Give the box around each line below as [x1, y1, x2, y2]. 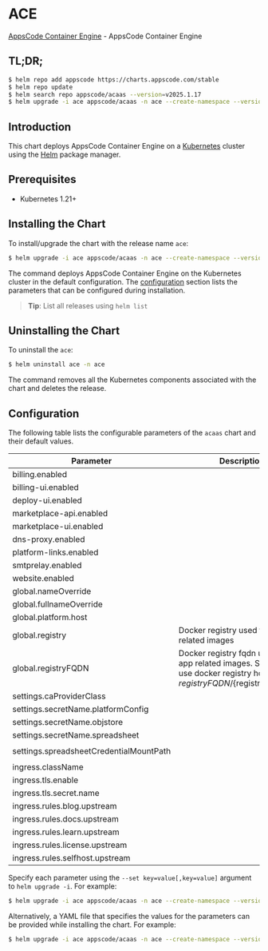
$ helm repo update [8, 83, 73, 91]
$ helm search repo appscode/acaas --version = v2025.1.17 [8, 90, 202, 98]
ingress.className [12, 762, 84, 773]
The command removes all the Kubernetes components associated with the [8, 375, 257, 384]
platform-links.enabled [12, 547, 99, 558]
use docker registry [178, 668, 252, 679]
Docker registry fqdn [178, 648, 257, 659]
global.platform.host [12, 612, 88, 623]
